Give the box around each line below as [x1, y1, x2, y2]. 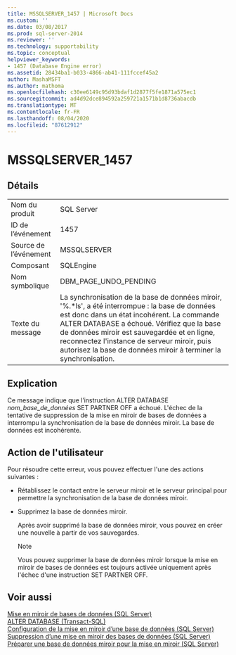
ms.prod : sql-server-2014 [7, 30, 83, 37]
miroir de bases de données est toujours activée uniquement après [17, 564, 212, 572]
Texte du [11, 318, 40, 328]
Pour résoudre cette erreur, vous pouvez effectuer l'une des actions [7, 465, 204, 473]
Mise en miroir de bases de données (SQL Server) [7, 609, 152, 618]
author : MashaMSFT [7, 75, 61, 83]
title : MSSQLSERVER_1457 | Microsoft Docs [7, 10, 133, 18]
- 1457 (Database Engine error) [7, 63, 102, 70]
